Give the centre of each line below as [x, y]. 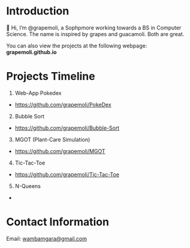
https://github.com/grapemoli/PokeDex [63, 104]
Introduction [38, 11]
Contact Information [58, 222]
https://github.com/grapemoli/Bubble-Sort [67, 128]
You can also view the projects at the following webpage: [77, 46]
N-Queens [28, 186]
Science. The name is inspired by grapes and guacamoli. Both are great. [95, 34]
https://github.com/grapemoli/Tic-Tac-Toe [67, 174]
